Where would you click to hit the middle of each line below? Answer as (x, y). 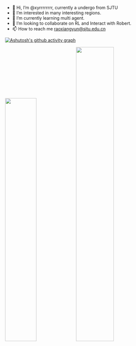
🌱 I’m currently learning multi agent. (48, 18)
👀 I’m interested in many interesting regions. (57, 13)
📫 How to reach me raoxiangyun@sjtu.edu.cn (59, 29)
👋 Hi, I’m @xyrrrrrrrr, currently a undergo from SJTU (65, 8)
